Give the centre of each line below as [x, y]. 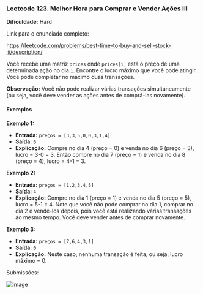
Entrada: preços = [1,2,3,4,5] [54, 184]
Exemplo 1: [20, 123]
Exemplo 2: [21, 173]
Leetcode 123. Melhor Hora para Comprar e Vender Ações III [97, 9]
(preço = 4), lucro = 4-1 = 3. [50, 161]
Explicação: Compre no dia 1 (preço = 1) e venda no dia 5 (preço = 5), [103, 198]
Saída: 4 [26, 191]
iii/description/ [24, 52]
